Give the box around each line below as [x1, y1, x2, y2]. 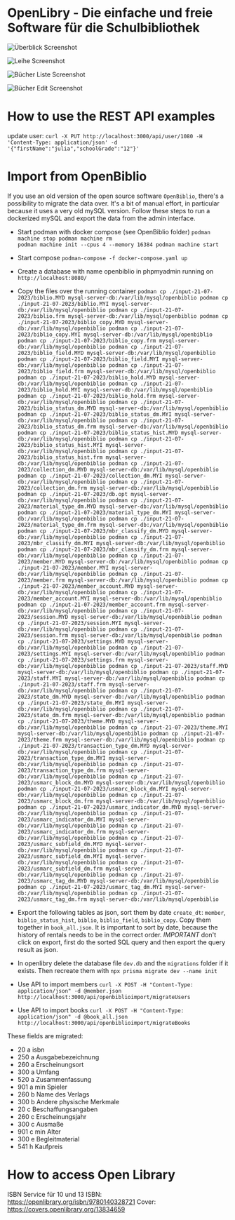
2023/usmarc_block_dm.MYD [17, 779, 93, 786]
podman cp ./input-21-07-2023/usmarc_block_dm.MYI [17, 785, 169, 792]
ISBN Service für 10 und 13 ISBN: [7, 1190, 102, 1198]
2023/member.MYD [17, 558, 65, 565]
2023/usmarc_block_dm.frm [17, 798, 93, 805]
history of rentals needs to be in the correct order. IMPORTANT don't [17, 930, 216, 939]
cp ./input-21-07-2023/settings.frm [17, 656, 125, 664]
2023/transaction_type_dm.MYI [17, 754, 107, 762]
